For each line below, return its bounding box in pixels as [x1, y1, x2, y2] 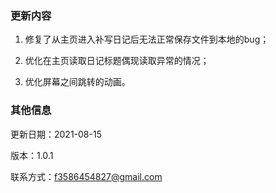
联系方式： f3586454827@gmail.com [10, 170, 163, 182]
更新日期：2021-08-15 [10, 128, 102, 140]
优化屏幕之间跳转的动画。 [24, 76, 131, 88]
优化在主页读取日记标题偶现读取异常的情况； [24, 55, 210, 67]
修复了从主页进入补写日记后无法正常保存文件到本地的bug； [24, 33, 270, 46]
